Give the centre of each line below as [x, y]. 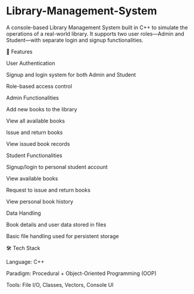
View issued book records [38, 143]
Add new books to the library [42, 109]
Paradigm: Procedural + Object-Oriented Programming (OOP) [81, 273]
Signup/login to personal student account [57, 167]
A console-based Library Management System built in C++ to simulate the [97, 27]
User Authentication [31, 63]
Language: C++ [25, 262]
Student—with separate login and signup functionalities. [75, 40]
